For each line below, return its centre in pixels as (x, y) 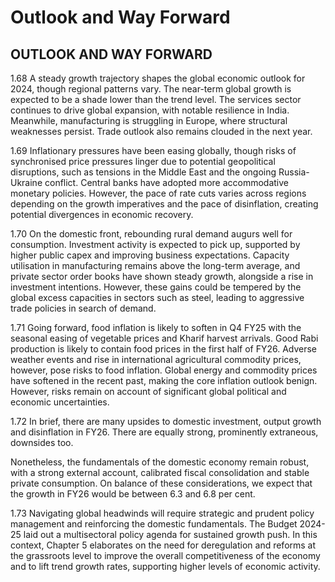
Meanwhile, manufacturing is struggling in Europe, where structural (149, 120)
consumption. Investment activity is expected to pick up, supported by (155, 244)
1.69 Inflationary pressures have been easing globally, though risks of (153, 150)
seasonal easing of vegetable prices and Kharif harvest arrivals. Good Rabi (164, 338)
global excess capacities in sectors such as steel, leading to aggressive (157, 297)
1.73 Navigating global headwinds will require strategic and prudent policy (162, 513)
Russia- (294, 172)
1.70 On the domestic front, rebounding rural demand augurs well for (151, 234)
